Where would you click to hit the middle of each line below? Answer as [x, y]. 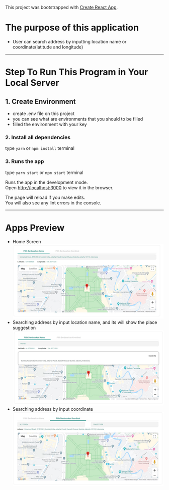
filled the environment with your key [50, 124]
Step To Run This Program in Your [77, 72]
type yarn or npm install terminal [40, 148]
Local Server [32, 83]
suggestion [24, 328]
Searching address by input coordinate [53, 409]
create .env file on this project [43, 114]
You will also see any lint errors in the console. [53, 203]
